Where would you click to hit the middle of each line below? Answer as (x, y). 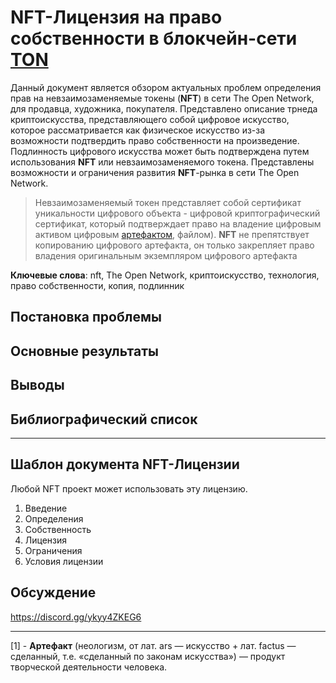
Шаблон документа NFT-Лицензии (125, 464)
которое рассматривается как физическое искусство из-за (138, 130)
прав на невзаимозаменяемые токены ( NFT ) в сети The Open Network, (162, 98)
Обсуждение (53, 592)
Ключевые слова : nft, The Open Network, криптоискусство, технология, (165, 275)
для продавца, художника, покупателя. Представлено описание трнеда (164, 108)
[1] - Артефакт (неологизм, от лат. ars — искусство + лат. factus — (153, 645)
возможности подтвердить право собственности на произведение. (155, 140)
